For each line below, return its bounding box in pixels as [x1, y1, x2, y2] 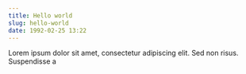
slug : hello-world [8, 19, 69, 27]
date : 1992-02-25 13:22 [8, 26, 87, 34]
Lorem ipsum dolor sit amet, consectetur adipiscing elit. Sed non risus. [8, 49, 239, 58]
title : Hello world [8, 11, 73, 20]
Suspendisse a [8, 56, 57, 66]
